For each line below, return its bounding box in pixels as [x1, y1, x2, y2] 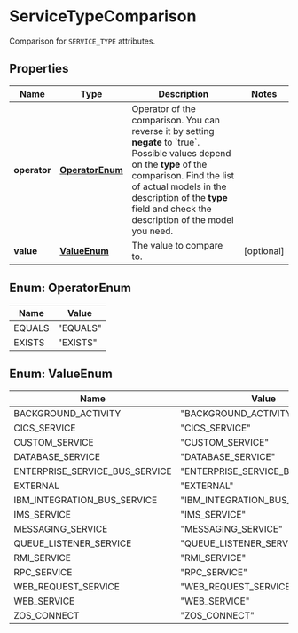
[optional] [243, 244, 285, 257]
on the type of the [131, 158, 208, 170]
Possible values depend [131, 146, 231, 159]
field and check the [131, 202, 212, 215]
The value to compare [131, 239, 223, 251]
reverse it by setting [131, 124, 215, 137]
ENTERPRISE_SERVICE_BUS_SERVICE [13, 465, 172, 478]
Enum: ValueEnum [9, 366, 114, 381]
